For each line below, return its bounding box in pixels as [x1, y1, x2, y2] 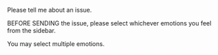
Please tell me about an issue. [7, 6, 92, 14]
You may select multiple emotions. [7, 40, 105, 47]
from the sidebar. [7, 27, 57, 34]
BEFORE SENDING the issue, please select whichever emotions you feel [7, 19, 212, 27]
